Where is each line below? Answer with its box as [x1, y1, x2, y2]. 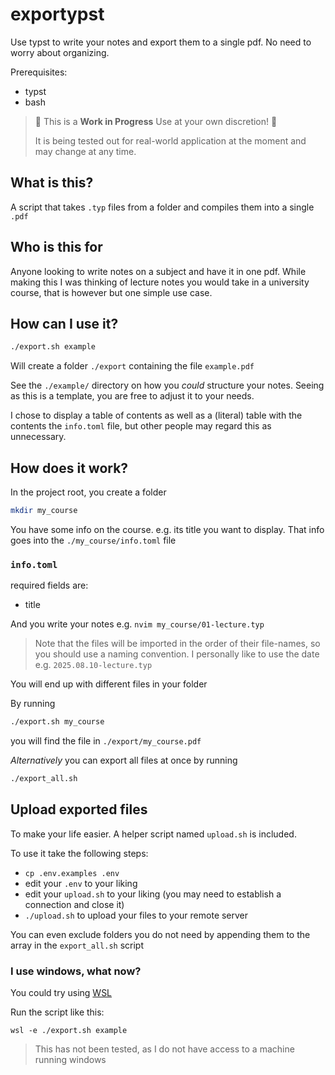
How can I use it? [10, 315, 119, 332]
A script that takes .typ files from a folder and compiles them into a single [10, 201, 315, 213]
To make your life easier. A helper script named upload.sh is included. [10, 828, 297, 840]
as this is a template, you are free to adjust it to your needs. [10, 390, 255, 402]
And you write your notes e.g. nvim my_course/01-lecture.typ [10, 618, 265, 630]
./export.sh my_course [10, 717, 105, 727]
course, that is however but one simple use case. [10, 286, 213, 298]
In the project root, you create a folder [10, 486, 167, 498]
